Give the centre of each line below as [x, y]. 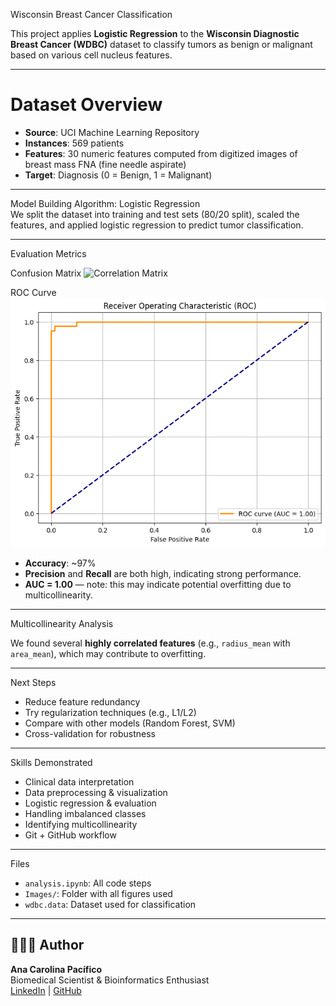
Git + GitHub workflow [70, 835]
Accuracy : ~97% [60, 563]
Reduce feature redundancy [82, 701]
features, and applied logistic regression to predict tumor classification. [157, 225]
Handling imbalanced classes [85, 813]
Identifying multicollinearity [81, 824]
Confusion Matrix [46, 273]
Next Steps [33, 682]
